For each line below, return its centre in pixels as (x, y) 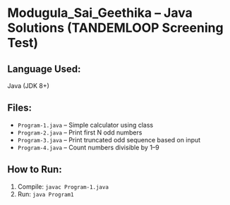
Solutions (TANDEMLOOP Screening (115, 28)
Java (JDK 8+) (28, 86)
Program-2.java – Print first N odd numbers (80, 132)
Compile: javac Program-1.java (63, 186)
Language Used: (44, 69)
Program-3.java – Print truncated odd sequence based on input (109, 139)
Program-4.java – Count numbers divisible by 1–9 (89, 147)
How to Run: (35, 169)
